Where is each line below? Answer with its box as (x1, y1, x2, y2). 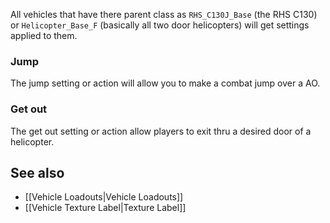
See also (10, 164, 65, 181)
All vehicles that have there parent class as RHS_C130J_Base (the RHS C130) (10, 9, 318, 20)
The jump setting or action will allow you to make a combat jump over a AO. (10, 77, 321, 89)
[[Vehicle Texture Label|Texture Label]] (24, 202, 187, 214)
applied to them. (10, 30, 78, 41)
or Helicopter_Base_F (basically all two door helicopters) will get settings (10, 19, 310, 31)
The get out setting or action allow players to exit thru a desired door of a (10, 125, 312, 137)
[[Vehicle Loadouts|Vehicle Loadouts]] (24, 191, 184, 203)
